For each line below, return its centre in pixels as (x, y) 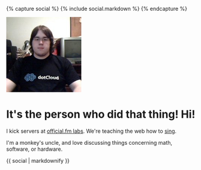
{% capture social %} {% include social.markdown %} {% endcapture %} (97, 9)
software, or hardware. (34, 149)
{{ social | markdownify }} (38, 160)
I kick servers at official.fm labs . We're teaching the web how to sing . (91, 131)
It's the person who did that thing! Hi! (101, 114)
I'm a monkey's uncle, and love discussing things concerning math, (89, 142)
